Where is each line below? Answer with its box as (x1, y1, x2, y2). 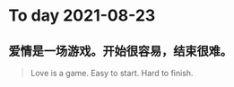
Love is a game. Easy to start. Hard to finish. (30, 68, 194, 78)
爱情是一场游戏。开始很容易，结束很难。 (8, 43, 232, 58)
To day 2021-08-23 (8, 5, 156, 26)
